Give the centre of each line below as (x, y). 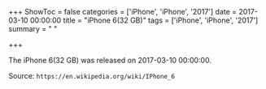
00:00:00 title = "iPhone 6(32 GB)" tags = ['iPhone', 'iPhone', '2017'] (144, 20)
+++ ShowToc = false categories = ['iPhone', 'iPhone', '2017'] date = (123, 12)
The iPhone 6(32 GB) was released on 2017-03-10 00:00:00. (110, 60)
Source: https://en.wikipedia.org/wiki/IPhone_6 (92, 76)
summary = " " (33, 29)
